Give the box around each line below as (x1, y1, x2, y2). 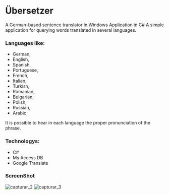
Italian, (12, 78, 27, 84)
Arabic (12, 110, 27, 116)
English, (12, 56, 29, 62)
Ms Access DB (12, 154, 43, 161)
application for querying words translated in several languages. (5, 27, 137, 33)
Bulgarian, (12, 94, 34, 100)
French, (12, 73, 29, 79)
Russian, (12, 105, 31, 111)
